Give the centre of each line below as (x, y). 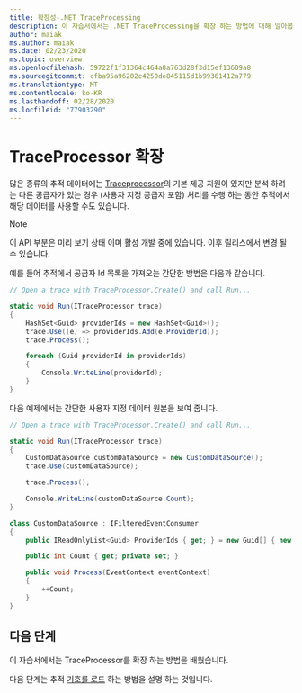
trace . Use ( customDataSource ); (82, 466)
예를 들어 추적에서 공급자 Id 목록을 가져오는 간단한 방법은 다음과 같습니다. (138, 273)
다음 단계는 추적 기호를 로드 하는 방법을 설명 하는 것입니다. (111, 679)
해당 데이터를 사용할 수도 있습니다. (69, 206)
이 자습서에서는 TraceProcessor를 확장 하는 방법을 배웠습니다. (119, 660)
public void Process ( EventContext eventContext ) (118, 572)
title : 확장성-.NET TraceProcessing (75, 18)
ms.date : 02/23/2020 (48, 51)
